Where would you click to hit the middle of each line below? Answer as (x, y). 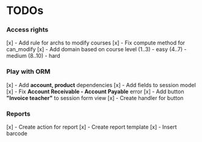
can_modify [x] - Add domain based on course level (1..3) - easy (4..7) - (97, 49)
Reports (18, 113)
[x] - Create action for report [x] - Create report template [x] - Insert (92, 127)
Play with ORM (28, 72)
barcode (17, 133)
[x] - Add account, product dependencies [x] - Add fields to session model (101, 85)
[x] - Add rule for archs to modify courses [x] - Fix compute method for (96, 43)
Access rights (27, 30)
